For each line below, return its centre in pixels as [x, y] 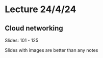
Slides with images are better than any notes [51, 50]
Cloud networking [34, 28]
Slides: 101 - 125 [22, 40]
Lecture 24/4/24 [41, 9]
